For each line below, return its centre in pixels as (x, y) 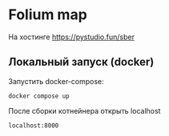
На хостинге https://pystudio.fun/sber (71, 37)
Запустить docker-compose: (56, 81)
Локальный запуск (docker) (81, 62)
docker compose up (39, 96)
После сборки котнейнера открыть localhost (84, 110)
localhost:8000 (34, 126)
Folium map (48, 15)
